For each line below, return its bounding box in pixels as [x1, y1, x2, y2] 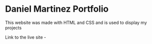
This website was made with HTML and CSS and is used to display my [5, 20, 147, 25]
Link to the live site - [5, 34, 47, 40]
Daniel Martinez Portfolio [5, 3, 109, 15]
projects [5, 24, 22, 30]
